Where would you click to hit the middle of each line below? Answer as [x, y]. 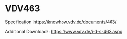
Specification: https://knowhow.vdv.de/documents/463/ [61, 22]
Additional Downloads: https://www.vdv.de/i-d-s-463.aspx [63, 31]
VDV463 [23, 9]
